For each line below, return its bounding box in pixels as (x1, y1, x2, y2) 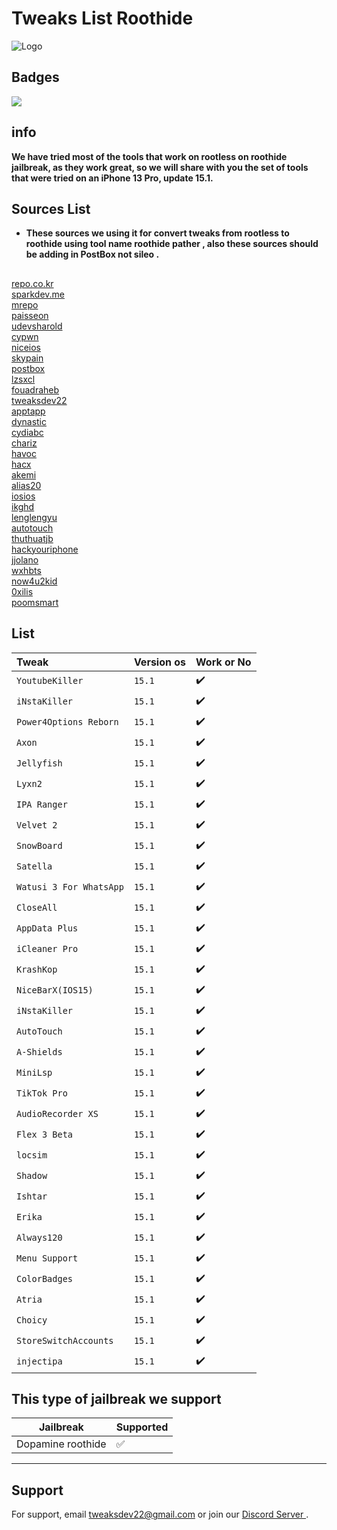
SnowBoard (16, 840, 63, 852)
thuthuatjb (11, 532, 54, 544)
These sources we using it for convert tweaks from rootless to (25, 227, 290, 239)
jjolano (11, 553, 39, 566)
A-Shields (16, 1047, 63, 1058)
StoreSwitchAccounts (16, 1335, 114, 1347)
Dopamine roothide (16, 1437, 107, 1451)
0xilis (11, 585, 34, 597)
